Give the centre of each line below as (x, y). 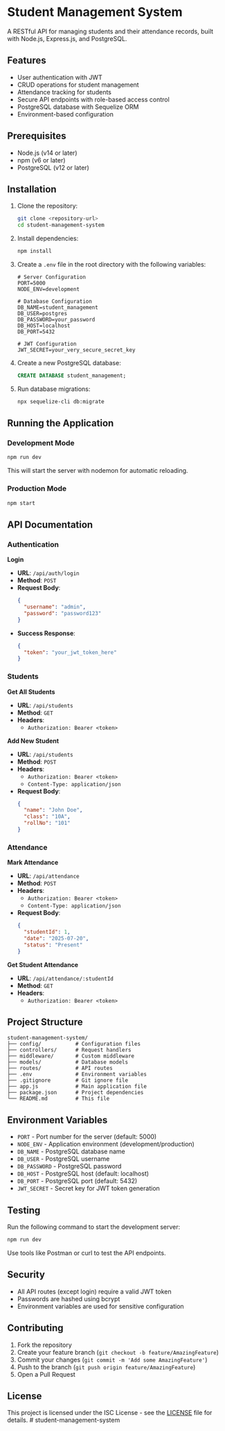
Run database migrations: (54, 389)
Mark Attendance (33, 862)
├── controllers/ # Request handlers (69, 1050)
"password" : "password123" (63, 613)
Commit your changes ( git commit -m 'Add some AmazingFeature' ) (112, 1359)
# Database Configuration (54, 301)
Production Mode (37, 489)
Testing (24, 1210)
